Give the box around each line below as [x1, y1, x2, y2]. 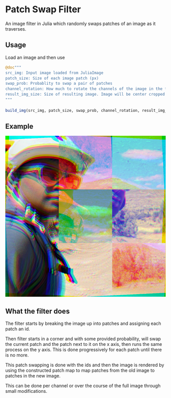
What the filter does [5, 307, 70, 315]
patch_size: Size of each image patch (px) [5, 76, 99, 81]
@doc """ [5, 65, 22, 70]
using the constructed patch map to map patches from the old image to [5, 367, 155, 373]
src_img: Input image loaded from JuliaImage [5, 70, 103, 75]
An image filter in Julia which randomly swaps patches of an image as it [5, 20, 156, 27]
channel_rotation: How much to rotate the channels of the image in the [5, 86, 163, 91]
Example [5, 122, 34, 131]
